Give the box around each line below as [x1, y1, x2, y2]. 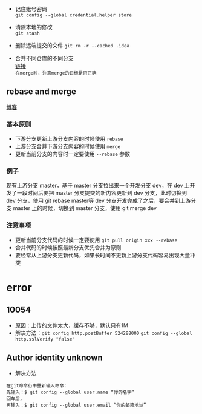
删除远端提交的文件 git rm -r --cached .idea [15, 42, 130, 49]
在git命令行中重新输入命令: [6, 382, 67, 389]
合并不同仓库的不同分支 [15, 55, 74, 62]
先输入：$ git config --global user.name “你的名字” [6, 389, 135, 395]
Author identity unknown [6, 353, 103, 363]
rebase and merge [6, 87, 77, 97]
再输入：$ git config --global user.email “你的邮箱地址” [6, 402, 146, 408]
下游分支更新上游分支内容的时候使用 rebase [15, 135, 123, 143]
